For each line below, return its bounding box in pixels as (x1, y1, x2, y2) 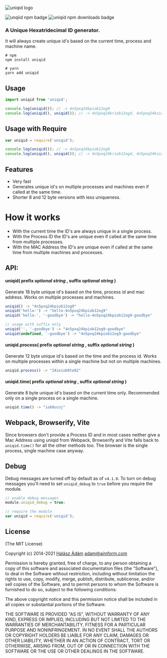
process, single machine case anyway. (5, 447, 84, 453)
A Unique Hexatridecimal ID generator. (5, 26, 100, 33)
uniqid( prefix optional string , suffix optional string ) (5, 277, 116, 283)
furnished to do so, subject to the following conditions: (5, 586, 117, 592)
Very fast (12, 178, 31, 184)
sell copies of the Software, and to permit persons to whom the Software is (5, 581, 159, 587)
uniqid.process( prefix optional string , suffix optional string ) (5, 342, 135, 348)
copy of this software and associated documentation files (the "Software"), (5, 565, 159, 571)
